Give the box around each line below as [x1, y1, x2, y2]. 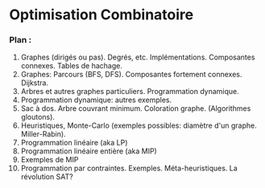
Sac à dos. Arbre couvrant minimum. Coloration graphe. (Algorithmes [20, 104, 251, 113]
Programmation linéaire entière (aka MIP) [20, 146, 158, 156]
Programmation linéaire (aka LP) [20, 138, 128, 148]
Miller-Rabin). [20, 129, 67, 139]
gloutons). [20, 112, 56, 122]
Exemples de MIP [20, 155, 79, 165]
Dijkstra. [20, 78, 49, 88]
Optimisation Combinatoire [9, 6, 194, 24]
